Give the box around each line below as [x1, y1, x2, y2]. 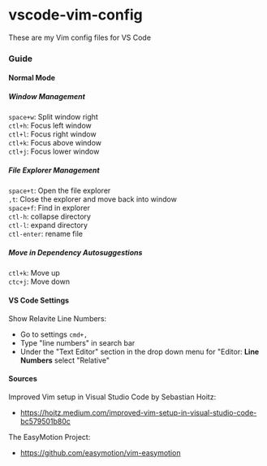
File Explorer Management [8, 165, 100, 176]
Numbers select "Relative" [19, 355, 110, 365]
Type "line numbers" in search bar [19, 338, 136, 347]
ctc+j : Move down [8, 277, 71, 286]
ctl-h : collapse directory [8, 211, 92, 221]
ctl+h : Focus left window [8, 120, 92, 131]
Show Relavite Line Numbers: [8, 313, 107, 323]
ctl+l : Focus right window [8, 129, 97, 139]
